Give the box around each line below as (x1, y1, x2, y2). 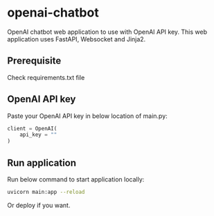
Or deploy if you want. (7, 201, 71, 209)
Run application (7, 157, 77, 168)
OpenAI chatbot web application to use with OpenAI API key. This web (7, 28, 208, 36)
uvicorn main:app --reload (7, 188, 85, 195)
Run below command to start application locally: (7, 175, 145, 184)
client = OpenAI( (7, 125, 57, 132)
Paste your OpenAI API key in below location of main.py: (7, 112, 168, 120)
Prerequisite (7, 55, 62, 67)
